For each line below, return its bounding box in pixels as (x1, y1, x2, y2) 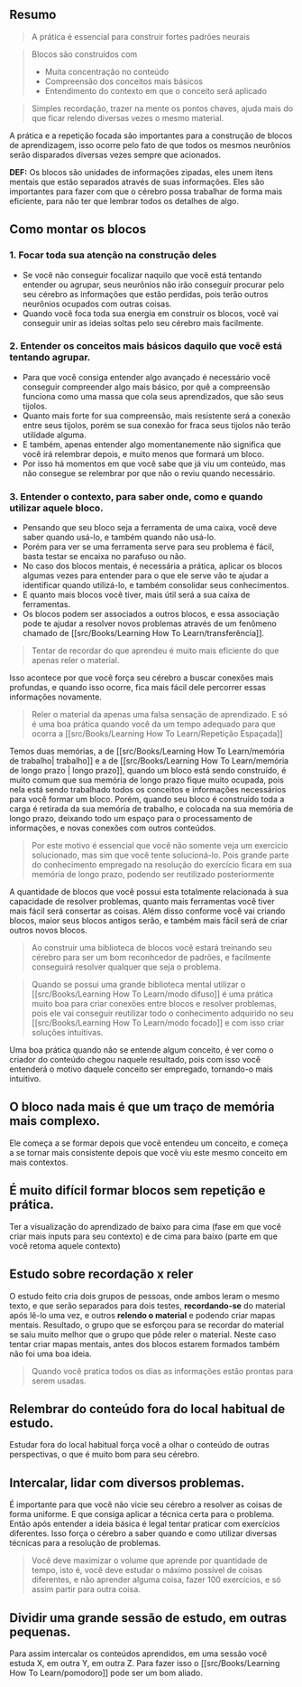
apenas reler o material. (31, 655, 120, 666)
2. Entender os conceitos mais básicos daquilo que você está (9, 340, 282, 352)
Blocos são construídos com (31, 49, 138, 60)
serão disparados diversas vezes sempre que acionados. (9, 149, 222, 160)
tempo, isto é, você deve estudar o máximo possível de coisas (31, 1565, 263, 1576)
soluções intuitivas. (31, 1027, 104, 1038)
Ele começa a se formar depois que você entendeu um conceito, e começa (9, 1138, 288, 1148)
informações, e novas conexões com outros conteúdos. (9, 822, 216, 834)
